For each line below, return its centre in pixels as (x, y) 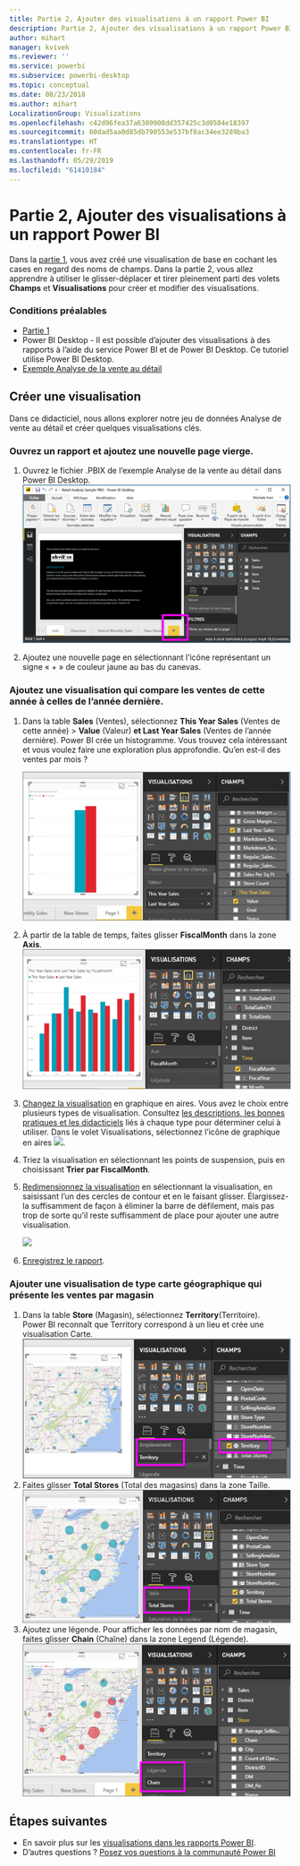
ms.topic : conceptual (50, 85)
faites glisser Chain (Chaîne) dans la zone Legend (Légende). (135, 1639)
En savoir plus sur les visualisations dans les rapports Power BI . (139, 1843)
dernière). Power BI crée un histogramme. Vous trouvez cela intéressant (154, 740)
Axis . (32, 945)
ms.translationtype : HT (54, 142)
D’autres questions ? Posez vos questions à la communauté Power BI (149, 1853)
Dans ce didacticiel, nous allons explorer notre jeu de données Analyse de (146, 418)
